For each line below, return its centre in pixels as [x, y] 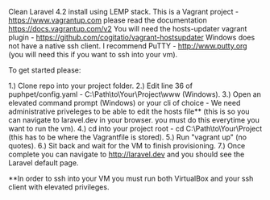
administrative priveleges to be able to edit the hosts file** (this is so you [129, 111]
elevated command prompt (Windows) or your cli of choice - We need [125, 103]
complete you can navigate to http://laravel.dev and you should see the [127, 154]
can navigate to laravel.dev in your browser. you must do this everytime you [134, 120]
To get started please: [45, 70]
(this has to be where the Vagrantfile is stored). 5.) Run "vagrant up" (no [128, 137]
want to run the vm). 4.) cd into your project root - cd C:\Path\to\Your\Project [135, 129]
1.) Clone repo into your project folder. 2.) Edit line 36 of [101, 85]
